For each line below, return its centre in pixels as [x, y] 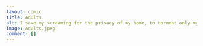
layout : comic [24, 12]
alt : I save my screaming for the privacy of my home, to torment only [98, 23]
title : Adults [24, 17]
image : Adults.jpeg [31, 28]
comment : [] [21, 34]
